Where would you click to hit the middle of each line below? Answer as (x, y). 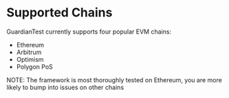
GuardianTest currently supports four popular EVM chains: (89, 32)
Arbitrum (29, 52)
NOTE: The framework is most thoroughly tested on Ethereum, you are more (115, 79)
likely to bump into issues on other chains (65, 87)
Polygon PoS (34, 66)
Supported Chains (59, 13)
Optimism (30, 59)
